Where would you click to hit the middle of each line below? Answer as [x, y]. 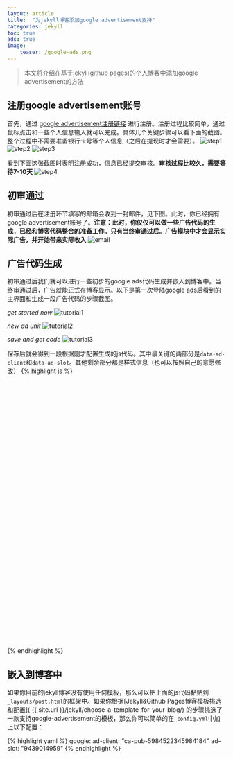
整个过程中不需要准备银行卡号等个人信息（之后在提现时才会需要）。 [103, 141]
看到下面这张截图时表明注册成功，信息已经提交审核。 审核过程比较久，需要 [113, 163]
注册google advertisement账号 [74, 106]
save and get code [34, 340]
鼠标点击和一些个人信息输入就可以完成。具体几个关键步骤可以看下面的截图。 [116, 132]
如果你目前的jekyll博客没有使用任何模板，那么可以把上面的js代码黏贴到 [108, 692]
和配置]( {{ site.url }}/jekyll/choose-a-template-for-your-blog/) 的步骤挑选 [112, 710]
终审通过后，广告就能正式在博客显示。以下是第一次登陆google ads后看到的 [114, 290]
